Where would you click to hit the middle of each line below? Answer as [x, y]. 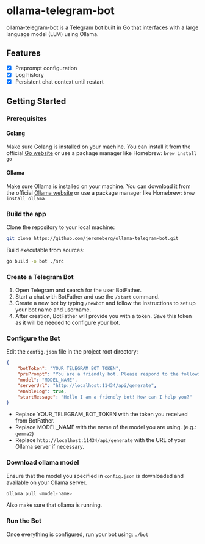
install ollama [26, 198]
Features [23, 53]
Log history [29, 74]
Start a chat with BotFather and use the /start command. [87, 296]
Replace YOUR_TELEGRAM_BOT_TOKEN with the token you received [101, 414]
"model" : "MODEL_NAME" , [48, 380]
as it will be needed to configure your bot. [68, 322]
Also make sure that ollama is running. [54, 505]
